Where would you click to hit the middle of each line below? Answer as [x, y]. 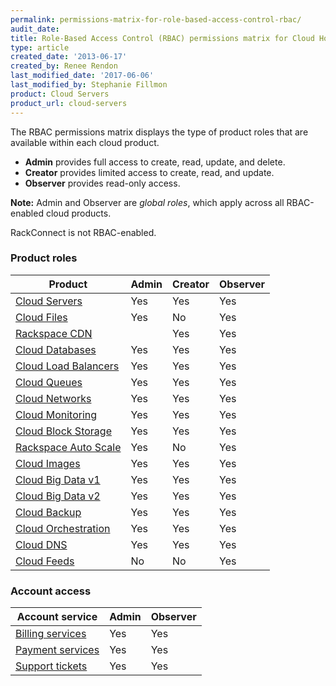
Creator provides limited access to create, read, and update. [149, 172]
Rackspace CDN [54, 333]
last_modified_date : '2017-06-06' [82, 76]
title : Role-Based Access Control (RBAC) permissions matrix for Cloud [162, 38]
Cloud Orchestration [63, 528]
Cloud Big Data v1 [58, 479]
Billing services [51, 634]
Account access [51, 591]
